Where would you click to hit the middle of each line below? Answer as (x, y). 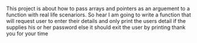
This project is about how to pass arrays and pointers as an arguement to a (98, 9)
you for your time (27, 34)
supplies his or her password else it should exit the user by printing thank (96, 27)
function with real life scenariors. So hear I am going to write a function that (99, 15)
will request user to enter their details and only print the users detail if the (96, 21)
